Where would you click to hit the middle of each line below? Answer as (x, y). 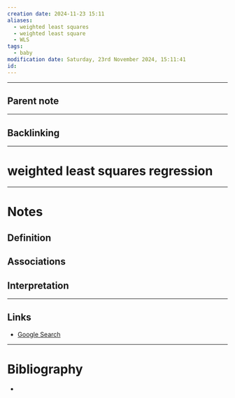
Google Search (39, 334)
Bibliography (45, 369)
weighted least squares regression (110, 171)
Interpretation (38, 285)
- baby (23, 53)
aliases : (20, 20)
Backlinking (34, 133)
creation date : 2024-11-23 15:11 (56, 14)
